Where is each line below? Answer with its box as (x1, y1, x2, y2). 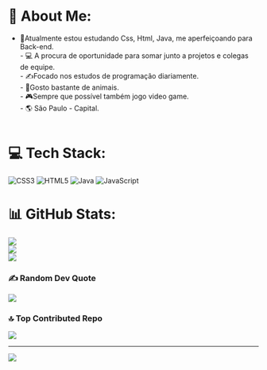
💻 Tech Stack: (8, 145, 106, 162)
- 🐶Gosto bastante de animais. (19, 83, 119, 92)
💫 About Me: (8, 7, 92, 25)
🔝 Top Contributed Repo (8, 313, 103, 324)
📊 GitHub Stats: (8, 206, 117, 223)
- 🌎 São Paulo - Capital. (19, 103, 99, 113)
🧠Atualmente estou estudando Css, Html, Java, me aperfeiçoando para (19, 33, 253, 43)
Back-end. (19, 41, 54, 51)
